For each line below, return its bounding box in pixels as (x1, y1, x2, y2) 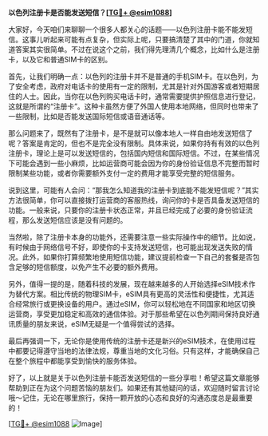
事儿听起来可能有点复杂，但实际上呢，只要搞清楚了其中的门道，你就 (29, 35, 253, 44)
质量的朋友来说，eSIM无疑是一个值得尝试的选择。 (14, 319, 179, 328)
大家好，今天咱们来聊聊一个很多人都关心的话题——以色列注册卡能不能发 (8, 25, 246, 34)
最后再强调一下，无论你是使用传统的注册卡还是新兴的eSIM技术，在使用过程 (8, 336, 256, 346)
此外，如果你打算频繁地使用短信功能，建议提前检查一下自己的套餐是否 (22, 252, 253, 262)
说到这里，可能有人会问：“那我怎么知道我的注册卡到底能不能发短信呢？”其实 (8, 185, 259, 195)
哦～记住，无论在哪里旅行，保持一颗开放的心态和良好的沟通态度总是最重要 (8, 393, 253, 402)
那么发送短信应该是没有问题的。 (22, 216, 128, 224)
